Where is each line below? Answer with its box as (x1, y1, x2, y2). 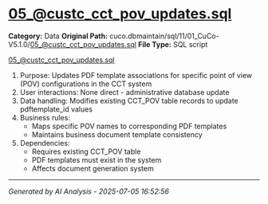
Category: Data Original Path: (8, 31, 108, 41)
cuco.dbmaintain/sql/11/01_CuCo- (109, 31, 219, 41)
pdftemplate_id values (19, 104, 93, 114)
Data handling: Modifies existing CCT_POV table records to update (19, 96, 238, 105)
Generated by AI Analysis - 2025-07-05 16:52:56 (8, 186, 170, 196)
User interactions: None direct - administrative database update (19, 87, 230, 96)
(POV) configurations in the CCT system (19, 79, 152, 88)
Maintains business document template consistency (31, 129, 203, 139)
